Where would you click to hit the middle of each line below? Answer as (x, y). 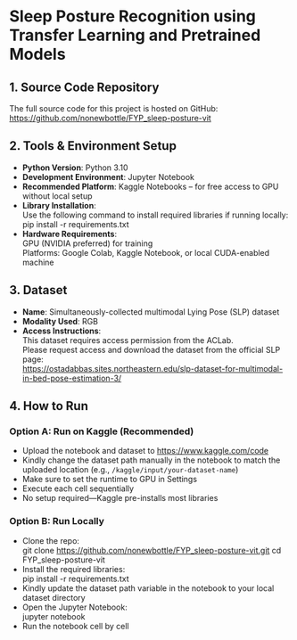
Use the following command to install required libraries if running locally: (155, 215)
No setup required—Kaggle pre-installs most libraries (120, 498)
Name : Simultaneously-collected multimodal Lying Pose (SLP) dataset (151, 312)
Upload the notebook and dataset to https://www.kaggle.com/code (145, 451)
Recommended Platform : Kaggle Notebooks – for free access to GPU (150, 186)
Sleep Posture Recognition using (133, 16)
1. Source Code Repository (84, 87)
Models (37, 54)
